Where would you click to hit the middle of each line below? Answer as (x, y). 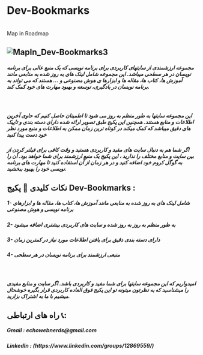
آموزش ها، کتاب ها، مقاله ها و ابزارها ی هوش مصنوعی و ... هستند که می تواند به (95, 80)
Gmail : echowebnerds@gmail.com (52, 330)
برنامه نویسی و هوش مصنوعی (40, 209)
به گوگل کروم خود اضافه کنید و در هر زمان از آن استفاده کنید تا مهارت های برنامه (95, 163)
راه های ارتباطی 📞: (37, 315)
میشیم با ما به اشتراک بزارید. (38, 296)
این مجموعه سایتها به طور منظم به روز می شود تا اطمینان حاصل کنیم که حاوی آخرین (99, 115)
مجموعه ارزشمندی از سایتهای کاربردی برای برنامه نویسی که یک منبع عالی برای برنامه (100, 67)
